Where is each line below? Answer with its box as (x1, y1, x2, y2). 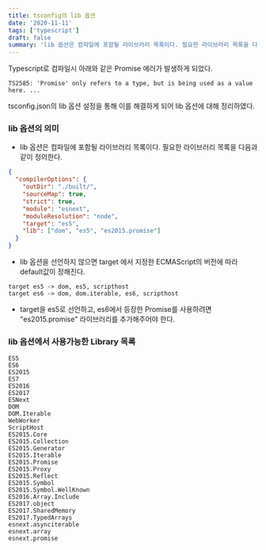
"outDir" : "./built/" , (22, 183, 97, 191)
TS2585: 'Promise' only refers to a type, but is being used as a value (8, 80, 253, 88)
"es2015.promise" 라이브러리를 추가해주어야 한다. (19, 314, 176, 324)
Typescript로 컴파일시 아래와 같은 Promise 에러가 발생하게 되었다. (8, 64, 213, 74)
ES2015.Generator (8, 445, 66, 453)
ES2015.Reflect (8, 472, 59, 480)
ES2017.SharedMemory (8, 507, 77, 515)
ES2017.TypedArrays (8, 514, 73, 522)
